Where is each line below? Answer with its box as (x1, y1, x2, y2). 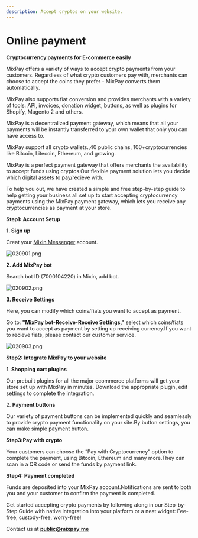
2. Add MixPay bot (6, 261, 52, 268)
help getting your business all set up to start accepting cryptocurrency (6, 192, 178, 199)
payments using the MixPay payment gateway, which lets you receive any (6, 197, 186, 205)
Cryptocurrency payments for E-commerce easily (6, 54, 131, 61)
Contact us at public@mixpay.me (6, 525, 89, 532)
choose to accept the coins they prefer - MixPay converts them (6, 77, 161, 85)
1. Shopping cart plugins (6, 365, 67, 372)
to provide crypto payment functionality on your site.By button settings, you (6, 419, 190, 426)
